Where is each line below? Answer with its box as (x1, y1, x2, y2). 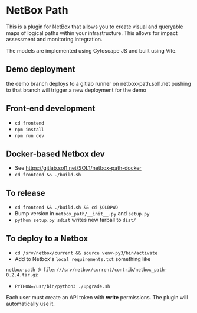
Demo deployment (6, 64, 75, 75)
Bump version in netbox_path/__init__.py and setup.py (14, 210, 150, 217)
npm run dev (14, 133, 44, 139)
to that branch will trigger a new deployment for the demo (6, 86, 146, 93)
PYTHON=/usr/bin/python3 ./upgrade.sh (14, 283, 110, 289)
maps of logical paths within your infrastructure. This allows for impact (6, 29, 178, 36)
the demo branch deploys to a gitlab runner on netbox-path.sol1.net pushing (6, 80, 191, 87)
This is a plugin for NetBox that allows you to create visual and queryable (6, 23, 184, 30)
